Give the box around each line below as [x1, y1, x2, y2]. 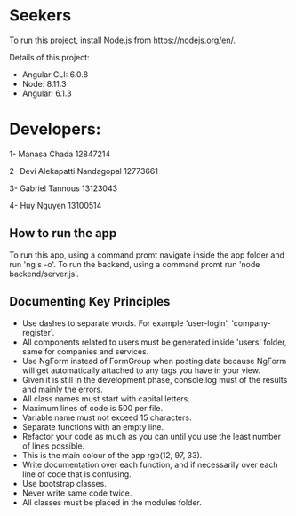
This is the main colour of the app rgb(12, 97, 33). [21, 449, 203, 460]
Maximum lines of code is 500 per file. [21, 402, 163, 413]
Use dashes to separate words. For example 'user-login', [21, 317, 229, 329]
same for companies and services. [21, 345, 149, 356]
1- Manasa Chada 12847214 [9, 148, 111, 159]
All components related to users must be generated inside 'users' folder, [21, 337, 287, 347]
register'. [21, 327, 55, 337]
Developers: [9, 119, 101, 139]
